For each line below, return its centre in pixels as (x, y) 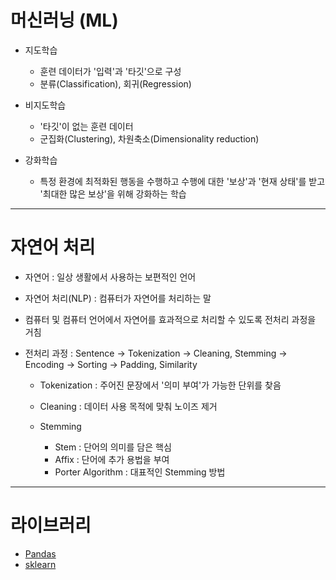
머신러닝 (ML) (64, 20)
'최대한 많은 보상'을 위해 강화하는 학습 (113, 193)
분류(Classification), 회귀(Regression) (115, 83)
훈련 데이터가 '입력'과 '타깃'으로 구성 (110, 71)
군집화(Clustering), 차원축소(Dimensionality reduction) (149, 138)
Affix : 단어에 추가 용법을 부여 (112, 459)
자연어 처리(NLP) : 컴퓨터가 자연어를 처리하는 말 (118, 298)
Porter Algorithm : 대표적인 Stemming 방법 (140, 472)
